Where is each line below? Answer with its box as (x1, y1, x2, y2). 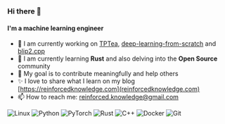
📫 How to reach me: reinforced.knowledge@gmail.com (17, 93, 179, 101)
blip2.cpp (17, 47, 46, 56)
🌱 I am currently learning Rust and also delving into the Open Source (17, 54, 218, 63)
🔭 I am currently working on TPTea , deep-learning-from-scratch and (17, 39, 217, 48)
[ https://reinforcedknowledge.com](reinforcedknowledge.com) (17, 85, 200, 94)
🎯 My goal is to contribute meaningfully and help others (17, 70, 179, 78)
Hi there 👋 (7, 6, 42, 16)
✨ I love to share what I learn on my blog (17, 77, 136, 85)
